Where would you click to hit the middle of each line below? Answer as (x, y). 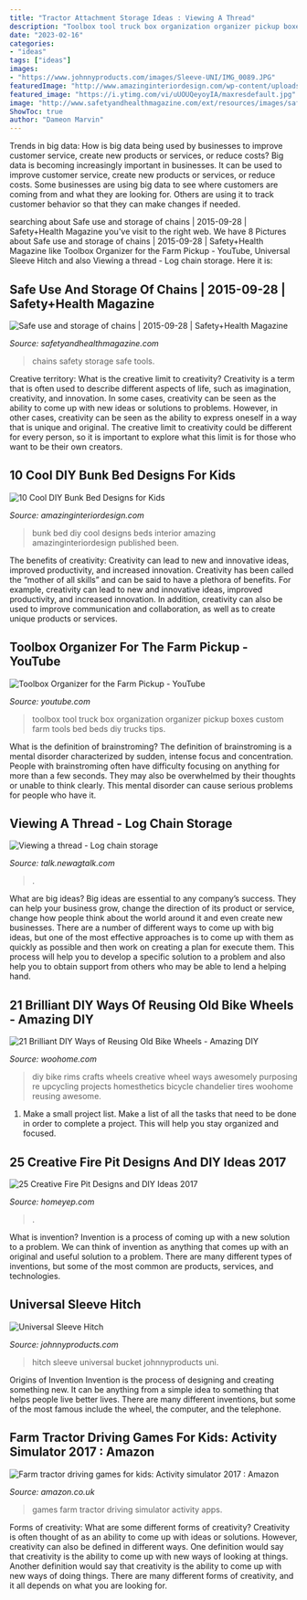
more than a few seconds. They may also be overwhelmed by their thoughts (153, 775)
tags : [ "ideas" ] (40, 60)
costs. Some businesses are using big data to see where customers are (144, 185)
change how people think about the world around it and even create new (146, 918)
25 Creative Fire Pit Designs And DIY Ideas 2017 (148, 1162)
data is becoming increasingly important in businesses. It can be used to (146, 165)
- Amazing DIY (52, 1019)
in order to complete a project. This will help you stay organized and (150, 1124)
